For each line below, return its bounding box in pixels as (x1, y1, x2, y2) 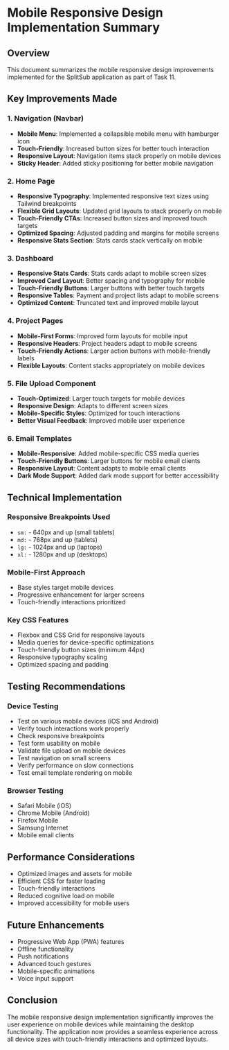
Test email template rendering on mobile (17, 769, 133, 777)
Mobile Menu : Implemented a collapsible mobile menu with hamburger (17, 130, 219, 138)
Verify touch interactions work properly (17, 724, 129, 733)
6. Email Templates (7, 433, 73, 443)
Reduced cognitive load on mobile (17, 892, 115, 900)
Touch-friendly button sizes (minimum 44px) (17, 646, 145, 654)
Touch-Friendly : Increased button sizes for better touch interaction (17, 144, 210, 152)
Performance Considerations (7, 851, 135, 863)
